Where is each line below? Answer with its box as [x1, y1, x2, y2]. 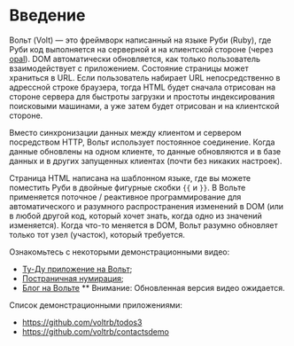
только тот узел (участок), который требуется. [9, 229, 186, 240]
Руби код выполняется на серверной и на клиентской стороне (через [9, 43, 274, 54]
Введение [9, 5, 86, 26]
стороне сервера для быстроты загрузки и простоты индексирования [9, 90, 275, 102]
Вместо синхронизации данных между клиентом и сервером [9, 127, 242, 138]
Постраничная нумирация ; [21, 272, 124, 284]
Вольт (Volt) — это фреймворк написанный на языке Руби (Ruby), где [9, 35, 272, 45]
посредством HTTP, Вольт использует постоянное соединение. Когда [9, 137, 275, 147]
